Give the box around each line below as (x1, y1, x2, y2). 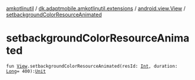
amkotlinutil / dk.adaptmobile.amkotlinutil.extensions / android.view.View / (6, 5, 186, 12)
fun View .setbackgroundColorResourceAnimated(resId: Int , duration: (6, 63, 178, 69)
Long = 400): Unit (6, 68, 46, 74)
